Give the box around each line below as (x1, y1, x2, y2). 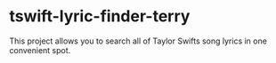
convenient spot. (9, 44, 71, 55)
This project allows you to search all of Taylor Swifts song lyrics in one (9, 35, 267, 46)
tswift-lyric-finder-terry (9, 6, 191, 27)
